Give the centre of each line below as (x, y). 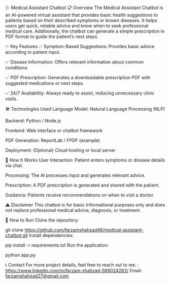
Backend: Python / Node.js (33, 121)
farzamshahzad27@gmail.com (37, 276)
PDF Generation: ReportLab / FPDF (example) (53, 140)
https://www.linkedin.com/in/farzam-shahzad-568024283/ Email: (74, 271)
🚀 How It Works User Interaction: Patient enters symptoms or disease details (85, 160)
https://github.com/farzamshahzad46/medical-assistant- (84, 230)
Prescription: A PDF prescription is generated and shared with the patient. (82, 185)
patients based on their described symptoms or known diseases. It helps (81, 20)
